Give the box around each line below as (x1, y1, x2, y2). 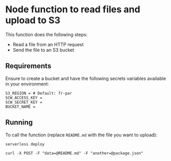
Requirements (5, 62, 51, 70)
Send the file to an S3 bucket (12, 47, 74, 53)
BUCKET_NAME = (5, 104, 36, 109)
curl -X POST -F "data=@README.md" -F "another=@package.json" (5, 150, 144, 156)
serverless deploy (5, 142, 45, 147)
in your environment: (5, 80, 49, 87)
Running (5, 118, 33, 127)
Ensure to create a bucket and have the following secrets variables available (5, 75, 166, 82)
